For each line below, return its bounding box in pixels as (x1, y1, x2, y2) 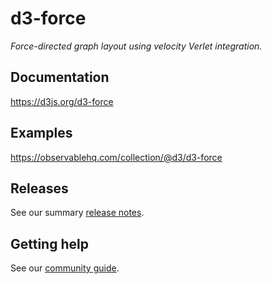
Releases (10, 180, 69, 197)
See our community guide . (10, 262, 120, 274)
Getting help (10, 235, 89, 252)
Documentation (10, 69, 110, 86)
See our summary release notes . (10, 207, 145, 219)
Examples (10, 125, 73, 142)
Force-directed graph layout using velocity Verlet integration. (10, 40, 263, 52)
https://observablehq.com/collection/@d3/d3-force (10, 151, 223, 163)
